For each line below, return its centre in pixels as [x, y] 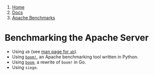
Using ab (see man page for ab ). [45, 51]
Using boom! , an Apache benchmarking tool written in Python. [75, 57]
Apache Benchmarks [33, 18]
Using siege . [25, 67]
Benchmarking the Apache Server [77, 38]
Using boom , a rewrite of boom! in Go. [49, 62]
